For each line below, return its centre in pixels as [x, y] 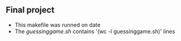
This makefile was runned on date [57, 24]
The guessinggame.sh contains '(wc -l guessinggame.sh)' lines [95, 31]
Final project [30, 10]
